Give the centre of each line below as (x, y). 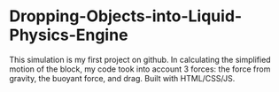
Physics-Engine (69, 35)
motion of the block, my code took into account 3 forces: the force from (140, 69)
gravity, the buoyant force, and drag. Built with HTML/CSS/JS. (122, 78)
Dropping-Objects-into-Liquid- (126, 16)
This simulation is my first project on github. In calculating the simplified (140, 59)
